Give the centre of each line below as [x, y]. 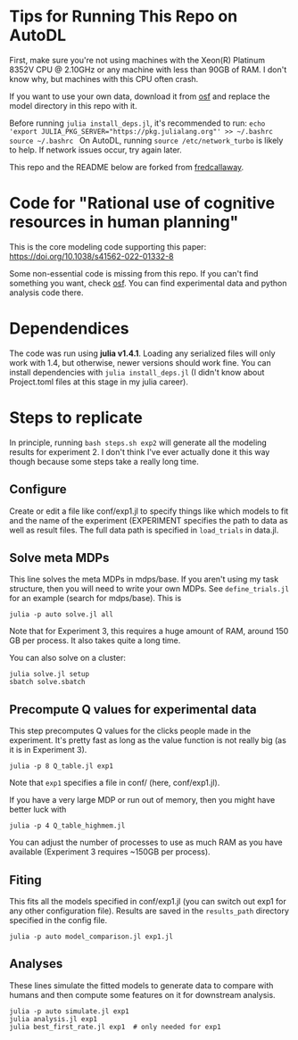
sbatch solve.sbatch [48, 682]
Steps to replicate [76, 417]
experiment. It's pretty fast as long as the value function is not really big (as [148, 740]
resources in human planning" [124, 223]
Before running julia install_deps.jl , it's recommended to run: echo [137, 123]
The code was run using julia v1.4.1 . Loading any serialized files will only [142, 353]
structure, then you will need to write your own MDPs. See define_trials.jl [149, 589]
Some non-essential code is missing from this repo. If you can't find [134, 273]
